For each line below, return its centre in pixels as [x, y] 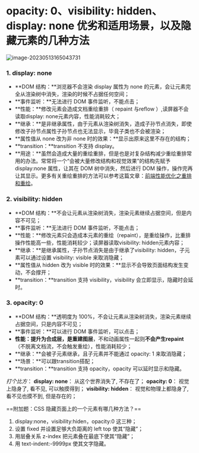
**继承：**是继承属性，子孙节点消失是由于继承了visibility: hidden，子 [100, 250]
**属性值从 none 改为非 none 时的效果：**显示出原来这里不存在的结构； [103, 139]
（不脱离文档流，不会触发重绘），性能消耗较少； [73, 346]
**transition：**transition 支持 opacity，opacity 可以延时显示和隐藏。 [100, 369]
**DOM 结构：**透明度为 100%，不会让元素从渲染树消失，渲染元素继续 [103, 316]
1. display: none [29, 73]
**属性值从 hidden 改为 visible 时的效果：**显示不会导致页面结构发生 [99, 265]
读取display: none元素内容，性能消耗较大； [67, 117]
